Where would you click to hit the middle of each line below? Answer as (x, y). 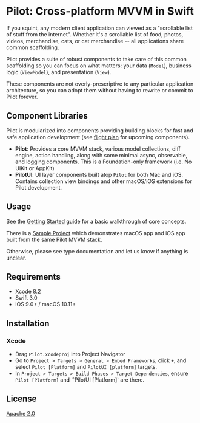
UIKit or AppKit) (35, 168)
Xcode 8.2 (28, 291)
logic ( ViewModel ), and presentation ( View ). (59, 72)
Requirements (33, 277)
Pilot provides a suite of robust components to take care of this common (96, 59)
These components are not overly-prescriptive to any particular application (100, 84)
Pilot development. (38, 187)
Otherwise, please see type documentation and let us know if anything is (97, 251)
